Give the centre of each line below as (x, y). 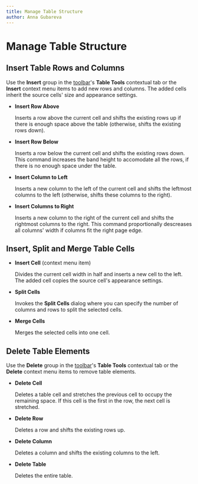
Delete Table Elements (48, 351)
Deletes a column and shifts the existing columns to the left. (87, 453)
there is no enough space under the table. (65, 165)
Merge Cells (30, 321)
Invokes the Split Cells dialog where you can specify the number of (96, 303)
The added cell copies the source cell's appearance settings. (89, 280)
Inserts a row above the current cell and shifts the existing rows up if (98, 117)
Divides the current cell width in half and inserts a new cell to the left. (98, 274)
